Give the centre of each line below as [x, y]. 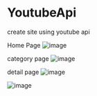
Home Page [24, 45]
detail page [23, 72]
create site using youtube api [48, 32]
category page [28, 58]
